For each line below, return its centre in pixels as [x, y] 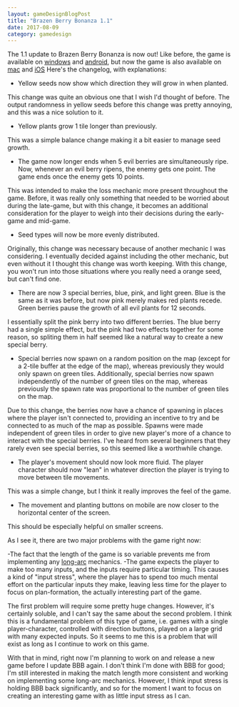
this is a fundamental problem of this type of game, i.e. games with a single [118, 621]
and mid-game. [48, 221]
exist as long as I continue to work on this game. [78, 644]
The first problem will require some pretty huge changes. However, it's [111, 606]
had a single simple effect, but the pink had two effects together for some [116, 330]
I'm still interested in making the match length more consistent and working [118, 673]
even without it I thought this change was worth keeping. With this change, [117, 264]
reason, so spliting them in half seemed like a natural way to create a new [115, 337]
